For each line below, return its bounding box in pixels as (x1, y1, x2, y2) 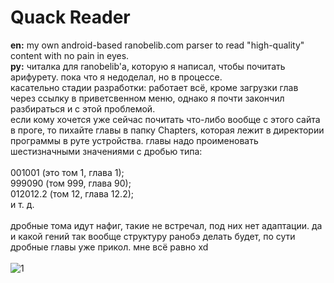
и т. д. (10, 198, 35, 210)
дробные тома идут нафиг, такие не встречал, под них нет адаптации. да (10, 219, 323, 231)
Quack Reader (10, 6, 131, 29)
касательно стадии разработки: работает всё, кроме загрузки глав (10, 81, 299, 93)
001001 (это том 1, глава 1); (10, 166, 125, 178)
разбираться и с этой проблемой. (10, 102, 156, 115)
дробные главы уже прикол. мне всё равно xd (10, 241, 209, 253)
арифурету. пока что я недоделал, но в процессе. (10, 71, 223, 83)
